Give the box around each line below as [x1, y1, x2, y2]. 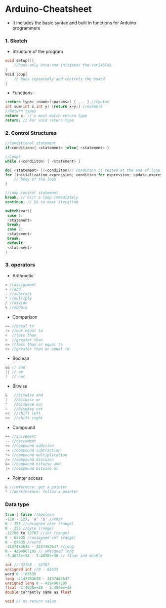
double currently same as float [5, 590, 72, 595]
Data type [5, 501, 30, 508]
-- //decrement [5, 439, 37, 444]
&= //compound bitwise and [5, 461, 61, 467]
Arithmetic [12, 272, 34, 278]
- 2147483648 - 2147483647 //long [5, 544, 74, 549]
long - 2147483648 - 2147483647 [5, 576, 70, 581]
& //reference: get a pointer [5, 485, 68, 490]
